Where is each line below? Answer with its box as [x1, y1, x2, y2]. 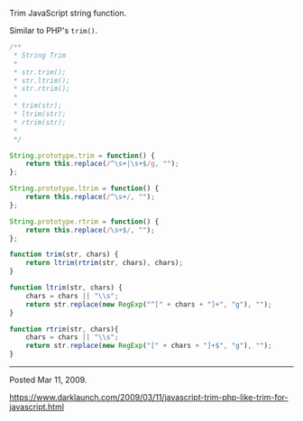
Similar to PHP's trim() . [9, 25, 98, 35]
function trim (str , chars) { [9, 250, 119, 260]
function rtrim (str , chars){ [9, 325, 119, 334]
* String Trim [13, 50, 67, 59]
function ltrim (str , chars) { [9, 283, 124, 292]
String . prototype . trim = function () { [9, 151, 155, 160]
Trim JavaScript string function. [9, 8, 127, 18]
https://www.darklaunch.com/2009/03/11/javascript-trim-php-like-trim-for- [9, 392, 289, 402]
